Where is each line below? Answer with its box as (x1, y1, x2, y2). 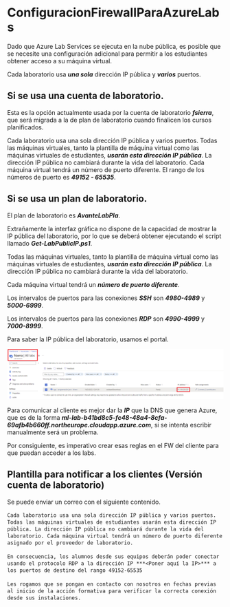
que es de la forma (7, 413, 60, 421)
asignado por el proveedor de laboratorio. (7, 539, 134, 546)
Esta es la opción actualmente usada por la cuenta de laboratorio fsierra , (7, 108, 214, 116)
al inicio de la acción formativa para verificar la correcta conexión (7, 587, 216, 595)
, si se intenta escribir (150, 420, 211, 429)
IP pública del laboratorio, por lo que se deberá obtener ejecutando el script (7, 232, 222, 240)
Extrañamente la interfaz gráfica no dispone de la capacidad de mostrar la (7, 224, 218, 233)
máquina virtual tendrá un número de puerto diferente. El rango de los (7, 165, 205, 173)
